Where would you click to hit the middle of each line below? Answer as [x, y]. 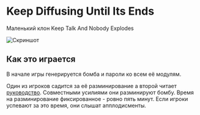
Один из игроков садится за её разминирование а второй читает [92, 86]
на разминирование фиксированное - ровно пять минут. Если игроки [97, 98]
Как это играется [41, 59]
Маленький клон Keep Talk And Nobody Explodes [70, 28]
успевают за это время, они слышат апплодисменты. [76, 105]
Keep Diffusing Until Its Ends [80, 11]
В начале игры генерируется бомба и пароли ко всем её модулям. [94, 74]
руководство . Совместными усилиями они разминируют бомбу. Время [100, 92]
